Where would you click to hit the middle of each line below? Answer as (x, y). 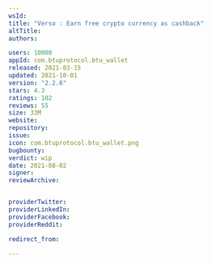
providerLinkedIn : (39, 210)
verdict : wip (30, 158)
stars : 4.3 (27, 90)
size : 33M (25, 113)
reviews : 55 (28, 106)
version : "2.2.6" (38, 83)
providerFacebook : (39, 217)
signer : (21, 173)
